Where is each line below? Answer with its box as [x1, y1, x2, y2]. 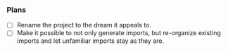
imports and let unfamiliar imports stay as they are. [16, 37, 165, 45]
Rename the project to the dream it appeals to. [16, 21, 152, 30]
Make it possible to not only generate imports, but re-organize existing [16, 29, 221, 37]
